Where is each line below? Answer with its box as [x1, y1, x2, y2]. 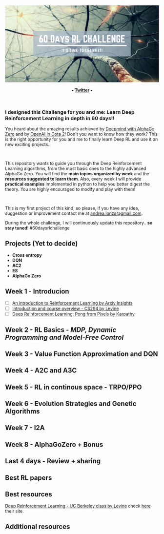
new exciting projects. [5, 142, 50, 147]
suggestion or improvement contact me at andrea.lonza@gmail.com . [5, 210, 143, 216]
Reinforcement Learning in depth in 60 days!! [5, 115, 115, 122]
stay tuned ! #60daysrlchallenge [5, 225, 70, 231]
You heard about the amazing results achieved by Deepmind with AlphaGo [5, 126, 155, 132]
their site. [5, 508, 24, 514]
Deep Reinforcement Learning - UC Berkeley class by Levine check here [5, 503, 151, 509]
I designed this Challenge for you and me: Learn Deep [5, 108, 135, 115]
